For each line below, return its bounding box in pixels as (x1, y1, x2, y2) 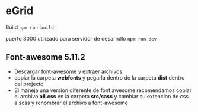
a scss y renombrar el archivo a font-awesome (14, 99, 128, 106)
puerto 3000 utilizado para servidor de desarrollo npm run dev (5, 35, 157, 42)
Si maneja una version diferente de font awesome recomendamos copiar (14, 87, 192, 94)
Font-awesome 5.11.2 (5, 52, 85, 62)
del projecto (14, 80, 44, 87)
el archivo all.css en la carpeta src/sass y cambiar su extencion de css (14, 93, 189, 100)
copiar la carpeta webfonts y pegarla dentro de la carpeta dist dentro (14, 74, 185, 81)
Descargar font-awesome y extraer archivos (14, 68, 123, 75)
